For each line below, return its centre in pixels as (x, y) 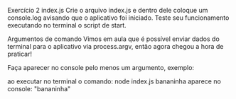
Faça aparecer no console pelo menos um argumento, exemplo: (101, 68)
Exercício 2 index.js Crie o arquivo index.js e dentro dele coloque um (108, 10)
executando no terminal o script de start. (67, 25)
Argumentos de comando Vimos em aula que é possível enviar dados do (114, 39)
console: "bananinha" (39, 89)
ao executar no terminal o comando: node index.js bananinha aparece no (114, 81)
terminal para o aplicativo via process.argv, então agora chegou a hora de (116, 46)
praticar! (20, 54)
